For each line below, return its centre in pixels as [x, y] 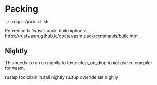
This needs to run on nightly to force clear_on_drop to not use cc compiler [78, 63]
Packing [22, 9]
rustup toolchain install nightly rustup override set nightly [62, 77]
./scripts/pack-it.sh [27, 22]
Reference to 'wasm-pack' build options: [45, 30]
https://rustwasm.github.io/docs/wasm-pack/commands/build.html [72, 36]
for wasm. [15, 68]
